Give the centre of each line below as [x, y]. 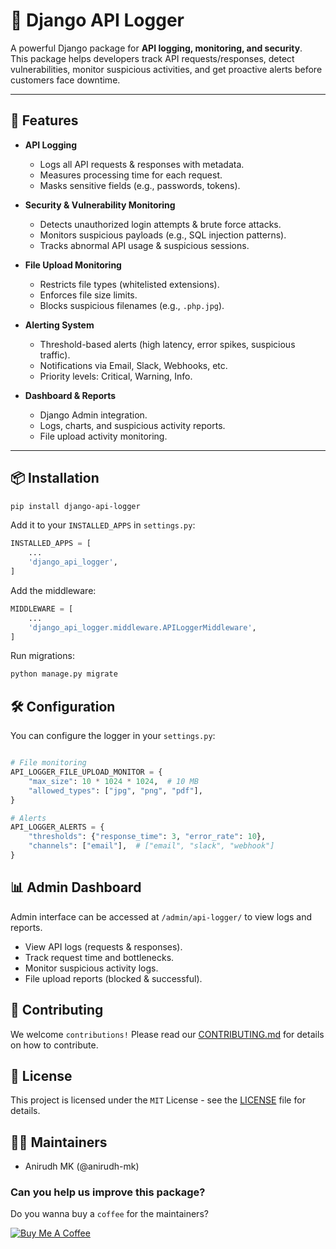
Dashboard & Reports [70, 395]
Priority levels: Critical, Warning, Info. [116, 376]
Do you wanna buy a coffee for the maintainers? [109, 1214]
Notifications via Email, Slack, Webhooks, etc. [133, 365]
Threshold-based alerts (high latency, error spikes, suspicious [167, 344]
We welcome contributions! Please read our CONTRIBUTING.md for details [167, 1034]
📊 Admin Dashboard [76, 887]
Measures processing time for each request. [131, 175]
